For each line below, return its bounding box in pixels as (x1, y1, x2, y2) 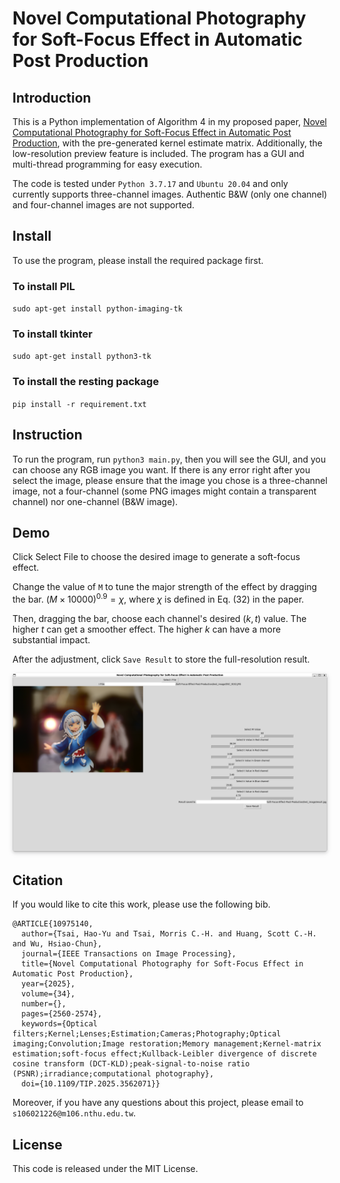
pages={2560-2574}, (21, 1009, 103, 1019)
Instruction (12, 427, 83, 444)
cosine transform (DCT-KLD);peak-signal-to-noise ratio (12, 1059, 250, 1069)
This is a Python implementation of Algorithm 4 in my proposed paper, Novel (12, 116, 327, 127)
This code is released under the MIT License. (12, 1163, 199, 1175)
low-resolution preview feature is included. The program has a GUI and (12, 148, 305, 159)
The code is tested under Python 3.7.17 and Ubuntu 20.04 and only (12, 178, 289, 189)
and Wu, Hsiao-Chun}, (12, 939, 103, 949)
